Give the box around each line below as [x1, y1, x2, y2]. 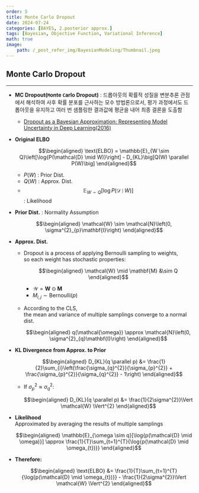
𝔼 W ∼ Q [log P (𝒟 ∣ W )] [82, 187, 134, 196]
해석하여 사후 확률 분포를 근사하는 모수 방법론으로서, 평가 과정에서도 [25, 98, 182, 105]
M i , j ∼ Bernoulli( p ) [32, 292, 78, 300]
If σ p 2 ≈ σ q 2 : [23, 382, 54, 392]
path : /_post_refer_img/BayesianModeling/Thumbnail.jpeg [17, 47, 161, 53]
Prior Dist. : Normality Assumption [14, 209, 99, 216]
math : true [6, 36, 33, 42]
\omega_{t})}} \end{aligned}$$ [66, 444, 142, 451]
